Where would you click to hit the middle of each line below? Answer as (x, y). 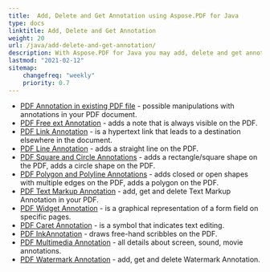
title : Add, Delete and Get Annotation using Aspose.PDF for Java (124, 16)
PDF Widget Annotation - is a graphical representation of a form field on (139, 208)
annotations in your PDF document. (78, 114)
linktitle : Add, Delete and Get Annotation (82, 30)
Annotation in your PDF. (59, 199)
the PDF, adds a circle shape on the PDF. (88, 165)
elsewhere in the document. (66, 140)
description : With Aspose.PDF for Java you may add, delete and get (125, 53)
